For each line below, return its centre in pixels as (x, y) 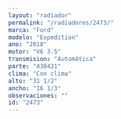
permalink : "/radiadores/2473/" (61, 23)
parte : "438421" (35, 67)
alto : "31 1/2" (33, 81)
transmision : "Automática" (52, 59)
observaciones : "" (38, 96)
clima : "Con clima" (40, 74)
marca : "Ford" (31, 30)
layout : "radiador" (40, 15)
